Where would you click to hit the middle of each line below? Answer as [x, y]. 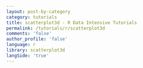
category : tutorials [32, 17]
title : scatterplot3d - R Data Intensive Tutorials [71, 22]
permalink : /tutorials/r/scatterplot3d [56, 28]
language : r [21, 45]
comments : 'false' [29, 34]
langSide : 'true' [28, 56]
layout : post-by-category [38, 12]
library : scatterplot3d [36, 50]
